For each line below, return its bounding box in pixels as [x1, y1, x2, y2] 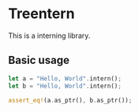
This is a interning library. [8, 31, 91, 40]
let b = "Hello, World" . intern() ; [8, 82, 122, 90]
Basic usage [8, 54, 69, 67]
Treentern [8, 5, 75, 23]
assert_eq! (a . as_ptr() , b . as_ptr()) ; [8, 96, 133, 104]
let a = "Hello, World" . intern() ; [8, 74, 122, 83]
